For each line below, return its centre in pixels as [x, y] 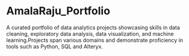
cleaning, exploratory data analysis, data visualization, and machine [90, 33]
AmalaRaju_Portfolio [58, 11]
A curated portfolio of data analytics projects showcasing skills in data [93, 27]
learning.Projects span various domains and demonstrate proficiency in [95, 40]
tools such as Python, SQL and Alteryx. [55, 46]
